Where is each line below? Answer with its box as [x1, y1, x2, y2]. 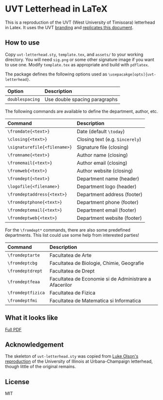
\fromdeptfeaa [7, 279, 40, 284]
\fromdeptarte [7, 252, 40, 258]
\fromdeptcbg [7, 260, 38, 266]
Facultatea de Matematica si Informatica [49, 297, 141, 304]
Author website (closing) [77, 167, 133, 174]
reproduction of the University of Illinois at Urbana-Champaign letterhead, [5, 358, 153, 364]
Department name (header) [77, 175, 140, 182]
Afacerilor [49, 281, 72, 288]
